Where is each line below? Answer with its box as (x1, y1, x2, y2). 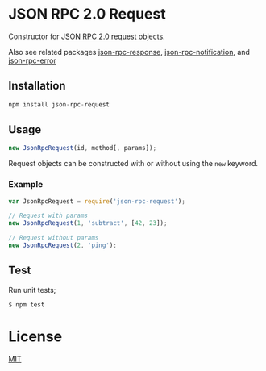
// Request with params (8, 211, 89, 220)
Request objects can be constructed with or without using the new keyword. (8, 159, 259, 169)
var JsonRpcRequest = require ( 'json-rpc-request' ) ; (8, 197, 185, 206)
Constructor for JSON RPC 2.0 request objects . (8, 31, 165, 41)
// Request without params (8, 234, 99, 242)
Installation (8, 79, 66, 93)
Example (8, 179, 44, 190)
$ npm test (8, 300, 45, 309)
